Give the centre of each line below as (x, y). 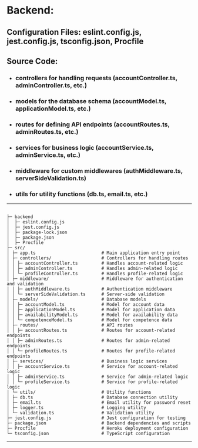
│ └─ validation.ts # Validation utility (80, 413)
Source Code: (32, 61)
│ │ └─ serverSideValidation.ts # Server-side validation (86, 294)
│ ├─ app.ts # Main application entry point (94, 253)
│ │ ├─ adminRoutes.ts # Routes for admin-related (88, 340)
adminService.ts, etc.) (48, 155)
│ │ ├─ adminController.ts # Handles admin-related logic (92, 268)
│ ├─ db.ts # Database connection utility (92, 397)
